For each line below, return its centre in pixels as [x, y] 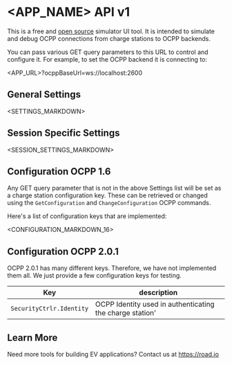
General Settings [44, 95]
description [158, 293]
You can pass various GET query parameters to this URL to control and [108, 52]
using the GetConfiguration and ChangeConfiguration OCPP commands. [109, 203]
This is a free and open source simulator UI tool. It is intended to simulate [111, 31]
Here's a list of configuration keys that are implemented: [87, 216]
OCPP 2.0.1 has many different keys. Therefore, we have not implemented [112, 268]
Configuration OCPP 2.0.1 [63, 251]
